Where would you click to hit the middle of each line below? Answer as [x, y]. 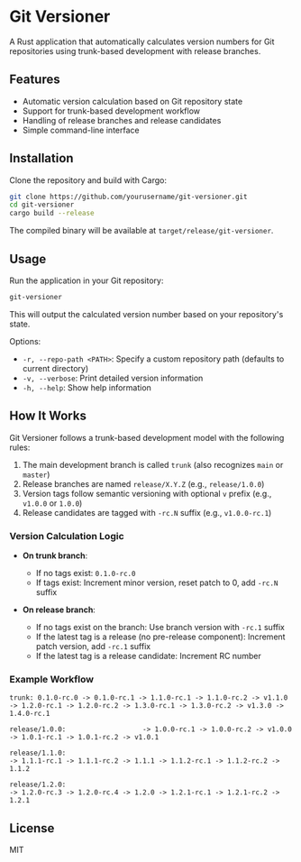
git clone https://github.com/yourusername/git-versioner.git [128, 197]
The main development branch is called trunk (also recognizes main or [153, 464]
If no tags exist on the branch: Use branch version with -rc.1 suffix [160, 627]
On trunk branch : [55, 555]
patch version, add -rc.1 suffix [93, 646]
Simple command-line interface [81, 130]
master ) [36, 474]
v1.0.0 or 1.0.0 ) [52, 503]
